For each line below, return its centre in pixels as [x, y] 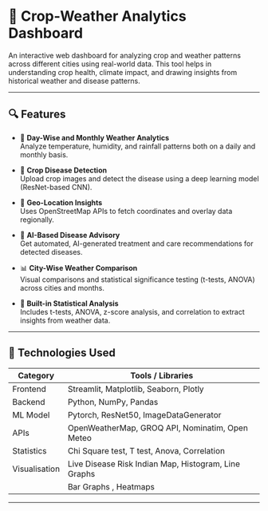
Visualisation [36, 469]
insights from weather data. [65, 320]
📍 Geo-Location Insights [61, 202]
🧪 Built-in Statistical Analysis [69, 303]
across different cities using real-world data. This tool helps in [110, 64]
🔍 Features [37, 115]
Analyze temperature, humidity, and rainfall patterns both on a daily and [138, 146]
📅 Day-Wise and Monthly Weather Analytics [95, 137]
